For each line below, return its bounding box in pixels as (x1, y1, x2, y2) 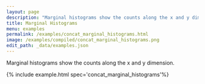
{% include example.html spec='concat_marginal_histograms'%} (6, 71, 170, 78)
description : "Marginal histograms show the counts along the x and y (6, 15, 190, 21)
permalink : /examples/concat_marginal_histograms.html (6, 31, 149, 37)
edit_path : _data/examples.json (6, 43, 88, 49)
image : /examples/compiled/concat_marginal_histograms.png (6, 37, 160, 43)
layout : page (6, 8, 40, 15)
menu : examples (6, 25, 45, 32)
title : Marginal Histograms (6, 20, 78, 26)
